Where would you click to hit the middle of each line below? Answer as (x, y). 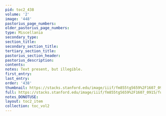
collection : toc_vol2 (27, 106)
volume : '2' (17, 14)
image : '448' (19, 19)
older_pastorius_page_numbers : (37, 28)
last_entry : (17, 78)
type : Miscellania (24, 33)
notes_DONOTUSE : (22, 97)
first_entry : (19, 74)
